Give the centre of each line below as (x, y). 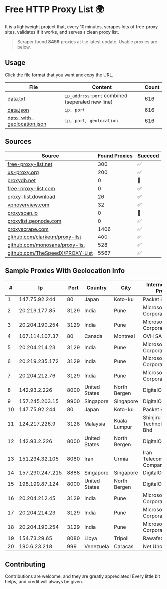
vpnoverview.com (29, 205)
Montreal (125, 336)
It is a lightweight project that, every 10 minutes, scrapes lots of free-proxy (82, 27)
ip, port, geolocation (91, 121)
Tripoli (121, 538)
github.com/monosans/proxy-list (46, 245)
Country (97, 288)
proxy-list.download (32, 196)
